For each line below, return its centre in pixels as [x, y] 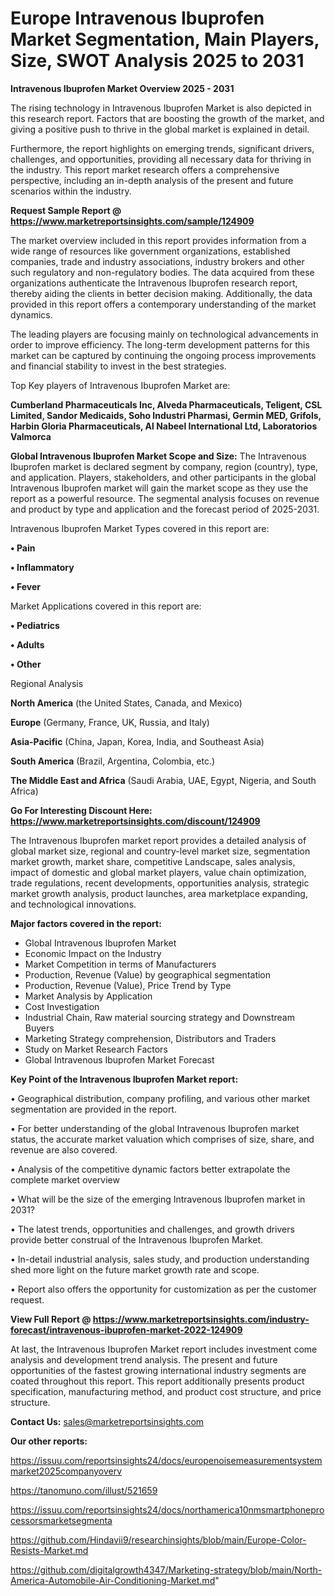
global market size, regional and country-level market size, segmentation [160, 851]
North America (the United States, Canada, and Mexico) [126, 703]
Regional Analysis [47, 683]
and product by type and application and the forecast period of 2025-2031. [165, 509]
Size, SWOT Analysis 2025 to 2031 [157, 61]
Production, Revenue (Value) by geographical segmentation [148, 974]
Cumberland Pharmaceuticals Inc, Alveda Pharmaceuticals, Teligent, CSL [166, 404]
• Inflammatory [42, 567]
